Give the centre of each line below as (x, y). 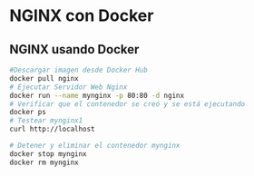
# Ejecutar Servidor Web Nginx (68, 87)
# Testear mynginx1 (46, 121)
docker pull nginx (44, 78)
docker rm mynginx (44, 162)
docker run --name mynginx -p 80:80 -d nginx (97, 95)
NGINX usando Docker (74, 49)
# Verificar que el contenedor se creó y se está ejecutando (127, 104)
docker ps (28, 112)
